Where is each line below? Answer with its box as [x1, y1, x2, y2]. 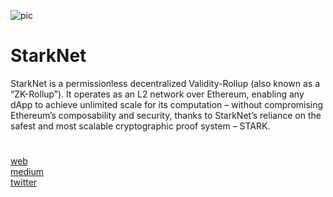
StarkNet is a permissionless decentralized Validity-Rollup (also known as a [10, 77, 321, 89]
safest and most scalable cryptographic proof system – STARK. [10, 120, 271, 132]
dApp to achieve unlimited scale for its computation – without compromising [10, 98, 324, 110]
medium [10, 166, 44, 178]
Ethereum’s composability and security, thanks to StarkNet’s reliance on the [10, 109, 322, 121]
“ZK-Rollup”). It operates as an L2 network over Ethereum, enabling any [10, 88, 305, 100]
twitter [10, 176, 38, 189]
